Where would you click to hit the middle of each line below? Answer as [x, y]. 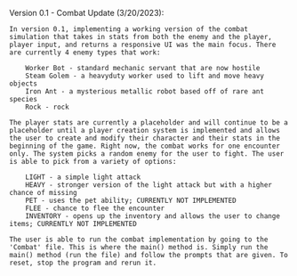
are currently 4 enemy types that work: [85, 53]
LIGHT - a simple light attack [83, 177]
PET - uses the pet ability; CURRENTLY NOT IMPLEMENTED [131, 200]
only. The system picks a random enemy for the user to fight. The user [147, 154]
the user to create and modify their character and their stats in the [144, 138]
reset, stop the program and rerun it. [83, 263]
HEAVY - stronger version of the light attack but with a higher [149, 185]
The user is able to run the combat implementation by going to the [139, 239]
